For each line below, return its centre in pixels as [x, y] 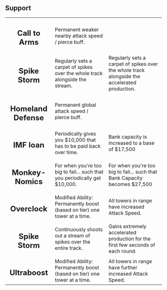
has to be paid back [78, 146]
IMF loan [29, 145]
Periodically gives [75, 134]
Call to [29, 33]
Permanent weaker [77, 29]
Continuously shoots [79, 230]
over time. [66, 152]
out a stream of [72, 236]
